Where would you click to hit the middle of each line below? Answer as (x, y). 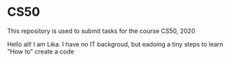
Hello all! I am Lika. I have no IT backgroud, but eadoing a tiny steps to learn (115, 44)
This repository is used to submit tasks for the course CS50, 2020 (101, 31)
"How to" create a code (41, 51)
